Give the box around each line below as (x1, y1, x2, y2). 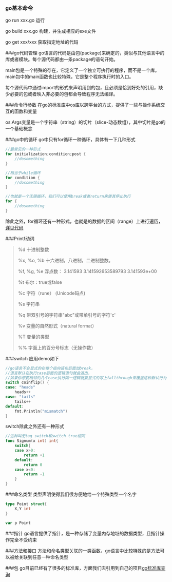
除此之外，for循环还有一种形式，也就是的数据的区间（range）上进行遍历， (5, 218, 163, 224)
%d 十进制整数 (17, 246, 50, 253)
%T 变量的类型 (17, 334, 50, 340)
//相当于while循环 (5, 170, 41, 176)
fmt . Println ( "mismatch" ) (14, 409, 68, 414)
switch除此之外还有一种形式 (5, 423, 64, 430)
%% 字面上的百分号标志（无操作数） (17, 344, 96, 351)
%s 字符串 (17, 301, 40, 307)
